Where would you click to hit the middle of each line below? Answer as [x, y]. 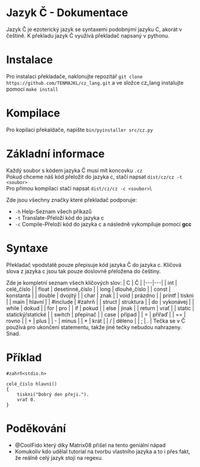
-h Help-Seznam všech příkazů [53, 211]
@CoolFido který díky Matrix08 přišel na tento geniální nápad [90, 445]
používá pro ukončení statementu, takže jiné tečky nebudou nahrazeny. [94, 327]
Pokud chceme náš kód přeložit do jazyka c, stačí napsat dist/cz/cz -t [94, 177]
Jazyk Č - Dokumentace [67, 13]
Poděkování [36, 428]
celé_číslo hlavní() [32, 384]
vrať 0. [26, 400]
